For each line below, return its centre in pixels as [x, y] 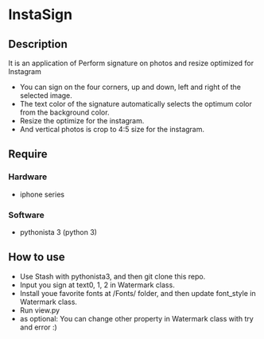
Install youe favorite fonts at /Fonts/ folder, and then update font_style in [138, 293]
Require [28, 154]
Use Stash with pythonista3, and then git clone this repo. [113, 276]
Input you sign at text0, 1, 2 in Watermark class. [97, 285]
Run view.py [40, 310]
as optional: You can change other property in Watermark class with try [137, 318]
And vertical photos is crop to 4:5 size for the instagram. [112, 129]
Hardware [28, 177]
